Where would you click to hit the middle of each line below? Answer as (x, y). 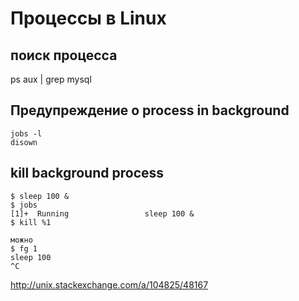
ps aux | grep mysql (51, 79)
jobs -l (26, 133)
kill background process (87, 173)
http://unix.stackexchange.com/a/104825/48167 (109, 284)
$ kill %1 (31, 222)
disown (24, 142)
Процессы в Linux (88, 18)
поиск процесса (64, 55)
